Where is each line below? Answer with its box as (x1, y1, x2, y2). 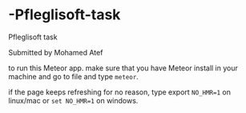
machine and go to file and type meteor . (8, 71, 139, 81)
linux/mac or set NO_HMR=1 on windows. (8, 95, 139, 105)
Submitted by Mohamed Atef (8, 47, 103, 57)
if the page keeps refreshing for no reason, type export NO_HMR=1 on (8, 87, 231, 97)
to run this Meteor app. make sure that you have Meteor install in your (8, 63, 239, 73)
